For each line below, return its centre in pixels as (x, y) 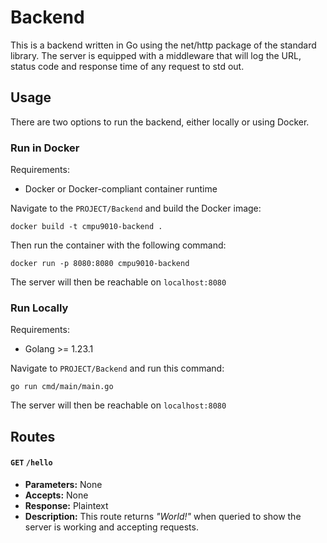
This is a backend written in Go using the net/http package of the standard (163, 45)
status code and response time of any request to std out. (127, 66)
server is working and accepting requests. (111, 527)
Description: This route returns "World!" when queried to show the (163, 516)
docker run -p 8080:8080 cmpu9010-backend (100, 264)
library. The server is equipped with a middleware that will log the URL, (156, 55)
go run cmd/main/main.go (62, 387)
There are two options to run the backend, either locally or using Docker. (160, 122)
